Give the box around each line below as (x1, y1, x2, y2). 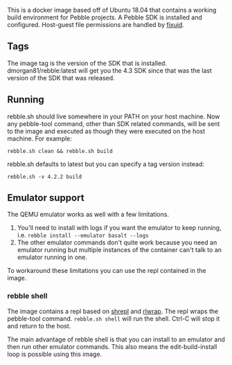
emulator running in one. (17, 253, 88, 262)
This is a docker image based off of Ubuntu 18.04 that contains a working (7, 6, 217, 14)
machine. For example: (7, 134, 73, 143)
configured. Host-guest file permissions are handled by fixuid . (7, 21, 185, 28)
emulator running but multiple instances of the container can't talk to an (17, 246, 222, 254)
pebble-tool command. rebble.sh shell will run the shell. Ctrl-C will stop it (7, 314, 220, 323)
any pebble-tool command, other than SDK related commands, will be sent (7, 119, 220, 127)
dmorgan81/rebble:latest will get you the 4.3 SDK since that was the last (7, 66, 213, 75)
